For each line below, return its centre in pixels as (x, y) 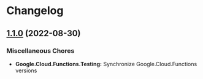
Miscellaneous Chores (40, 51)
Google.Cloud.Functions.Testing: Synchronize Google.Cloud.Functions (106, 64)
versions (26, 70)
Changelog (35, 11)
